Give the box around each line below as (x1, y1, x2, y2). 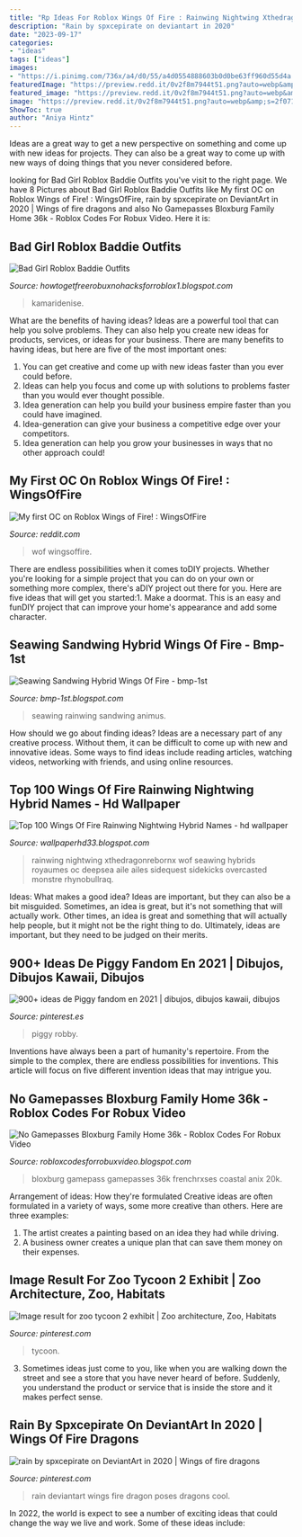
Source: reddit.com (9, 528, 81, 540)
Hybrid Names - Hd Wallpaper (9, 796, 181, 811)
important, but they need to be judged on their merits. (9, 930, 209, 941)
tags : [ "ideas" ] (9, 55, 70, 64)
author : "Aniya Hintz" (9, 113, 94, 122)
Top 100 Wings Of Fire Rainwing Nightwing (9, 782, 254, 797)
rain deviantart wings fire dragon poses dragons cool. (31, 1490, 231, 1501)
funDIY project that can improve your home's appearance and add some (9, 602, 277, 612)
